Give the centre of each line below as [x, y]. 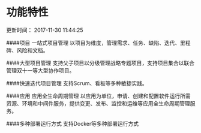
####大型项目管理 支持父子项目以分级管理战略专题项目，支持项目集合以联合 [100, 63]
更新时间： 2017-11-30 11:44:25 [45, 30]
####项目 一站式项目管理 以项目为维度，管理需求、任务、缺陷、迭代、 [93, 43]
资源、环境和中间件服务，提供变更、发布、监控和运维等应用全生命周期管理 [98, 103]
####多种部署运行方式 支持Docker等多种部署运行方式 [73, 123]
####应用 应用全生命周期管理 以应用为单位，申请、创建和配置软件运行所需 [98, 96]
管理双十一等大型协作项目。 [40, 70]
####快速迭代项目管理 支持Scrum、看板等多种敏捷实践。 [77, 83]
